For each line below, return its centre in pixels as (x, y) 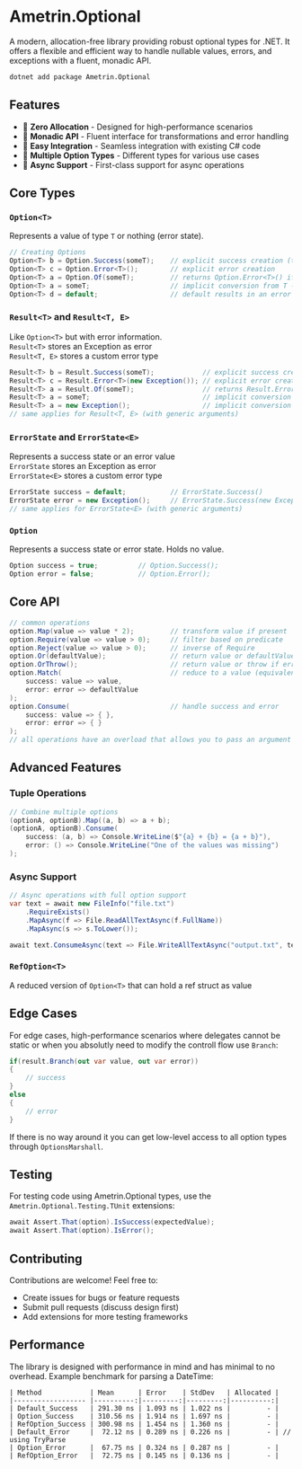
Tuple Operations (48, 793)
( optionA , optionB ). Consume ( (64, 828)
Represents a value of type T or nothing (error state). (107, 236)
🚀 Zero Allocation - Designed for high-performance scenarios (138, 127)
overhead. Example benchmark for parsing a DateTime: (111, 1376)
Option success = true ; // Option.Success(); (114, 566)
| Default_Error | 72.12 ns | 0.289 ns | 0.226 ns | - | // (151, 1432)
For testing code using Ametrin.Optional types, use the (110, 1196)
